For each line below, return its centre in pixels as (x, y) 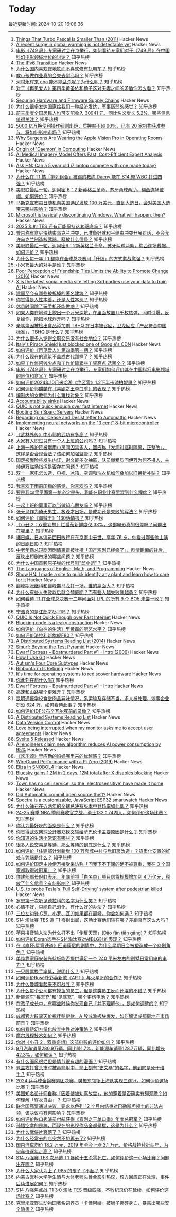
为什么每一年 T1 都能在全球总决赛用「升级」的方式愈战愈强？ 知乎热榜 (90, 258)
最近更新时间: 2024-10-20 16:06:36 (46, 24)
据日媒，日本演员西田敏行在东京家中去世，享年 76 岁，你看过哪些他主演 (92, 537)
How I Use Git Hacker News (45, 657)
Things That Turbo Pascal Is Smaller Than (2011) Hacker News (82, 39)
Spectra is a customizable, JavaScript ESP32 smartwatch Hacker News (92, 800)
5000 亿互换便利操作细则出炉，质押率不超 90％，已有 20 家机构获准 (88, 126)
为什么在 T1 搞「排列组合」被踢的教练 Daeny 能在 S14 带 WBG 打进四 (89, 177)
